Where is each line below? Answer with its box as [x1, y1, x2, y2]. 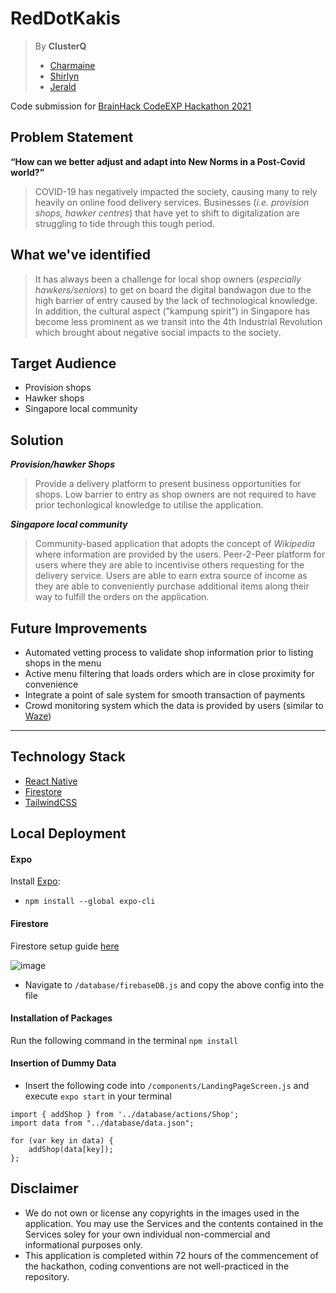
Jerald [49, 80, 77, 92]
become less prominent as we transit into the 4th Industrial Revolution [34, 315, 323, 327]
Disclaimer [10, 1180, 79, 1197]
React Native [24, 775, 78, 787]
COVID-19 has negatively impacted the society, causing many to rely [34, 185, 318, 197]
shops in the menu [24, 657, 102, 669]
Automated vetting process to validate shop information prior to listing [24, 647, 314, 658]
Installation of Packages [10, 1012, 113, 1024]
